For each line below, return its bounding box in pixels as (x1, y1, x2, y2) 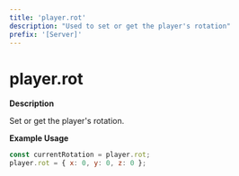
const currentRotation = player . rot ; (9, 150, 151, 160)
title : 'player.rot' (9, 13, 87, 22)
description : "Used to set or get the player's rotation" (9, 22, 231, 31)
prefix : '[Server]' (9, 30, 83, 39)
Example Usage (9, 133, 69, 144)
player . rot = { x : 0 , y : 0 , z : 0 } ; (9, 159, 146, 168)
